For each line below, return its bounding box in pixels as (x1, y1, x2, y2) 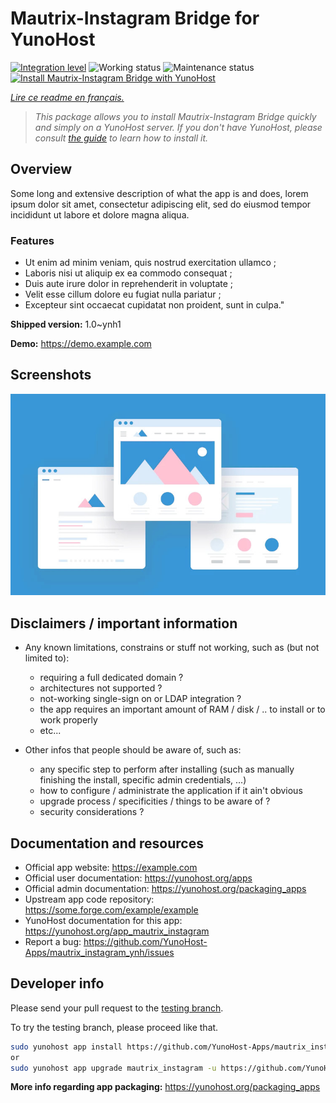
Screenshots (10, 367, 92, 384)
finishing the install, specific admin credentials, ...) (39, 774, 247, 786)
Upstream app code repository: (24, 893, 155, 906)
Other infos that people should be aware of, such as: (24, 744, 242, 756)
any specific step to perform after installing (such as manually (39, 763, 295, 776)
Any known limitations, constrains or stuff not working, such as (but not (24, 642, 320, 654)
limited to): (24, 652, 70, 664)
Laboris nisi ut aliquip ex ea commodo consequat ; (24, 267, 233, 279)
